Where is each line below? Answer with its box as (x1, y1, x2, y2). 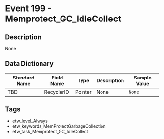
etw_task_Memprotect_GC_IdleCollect (12, 128, 89, 134)
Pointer (75, 88, 92, 95)
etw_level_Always (12, 118, 48, 124)
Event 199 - (5, 3, 52, 14)
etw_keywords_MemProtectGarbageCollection (12, 123, 106, 129)
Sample (133, 74, 152, 81)
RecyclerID (44, 88, 69, 95)
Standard (12, 74, 35, 81)
